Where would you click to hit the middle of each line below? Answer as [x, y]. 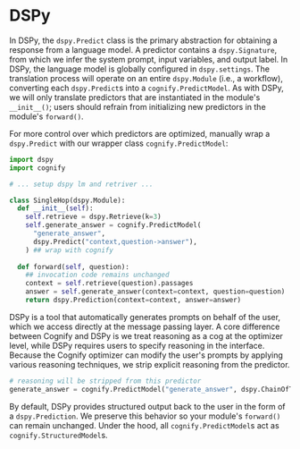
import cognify [37, 168]
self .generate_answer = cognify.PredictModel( [113, 225]
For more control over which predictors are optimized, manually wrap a [140, 133]
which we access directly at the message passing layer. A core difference [145, 326]
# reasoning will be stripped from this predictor [105, 381]
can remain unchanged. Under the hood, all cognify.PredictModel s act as [144, 425]
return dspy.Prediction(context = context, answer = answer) [133, 301]
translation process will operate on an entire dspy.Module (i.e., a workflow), [146, 78]
